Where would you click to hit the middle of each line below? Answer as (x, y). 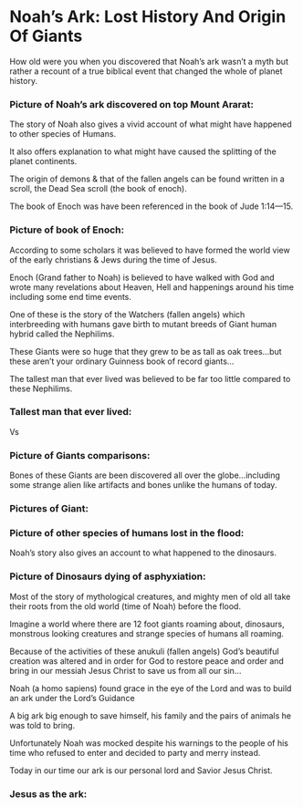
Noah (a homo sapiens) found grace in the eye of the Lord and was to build (151, 688)
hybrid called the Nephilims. (62, 334)
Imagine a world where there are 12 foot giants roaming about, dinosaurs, (147, 624)
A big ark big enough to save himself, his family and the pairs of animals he (151, 715)
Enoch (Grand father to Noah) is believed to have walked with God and (142, 277)
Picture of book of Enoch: (67, 230)
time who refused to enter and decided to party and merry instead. (135, 752)
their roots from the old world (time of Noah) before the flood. (125, 606)
